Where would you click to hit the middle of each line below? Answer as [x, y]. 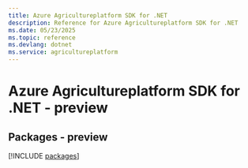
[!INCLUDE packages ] [44, 156]
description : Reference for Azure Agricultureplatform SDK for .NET [123, 23]
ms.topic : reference [42, 37]
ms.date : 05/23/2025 [42, 30]
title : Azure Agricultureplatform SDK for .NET [88, 15]
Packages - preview [58, 137]
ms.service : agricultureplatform [63, 52]
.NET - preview [58, 108]
